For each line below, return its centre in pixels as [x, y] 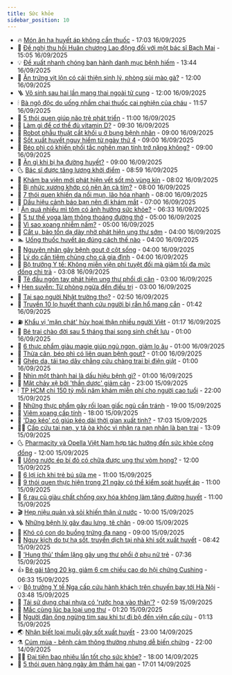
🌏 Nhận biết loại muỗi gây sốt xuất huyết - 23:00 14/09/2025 [105, 632]
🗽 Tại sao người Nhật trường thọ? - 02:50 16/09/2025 [93, 297]
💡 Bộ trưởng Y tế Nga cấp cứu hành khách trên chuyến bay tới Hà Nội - [118, 587]
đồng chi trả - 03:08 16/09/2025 [63, 272]
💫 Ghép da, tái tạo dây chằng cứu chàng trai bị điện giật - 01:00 [108, 360]
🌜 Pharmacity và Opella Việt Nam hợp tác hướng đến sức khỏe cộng [115, 442]
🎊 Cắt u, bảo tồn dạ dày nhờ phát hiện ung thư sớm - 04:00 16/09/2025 [119, 231]
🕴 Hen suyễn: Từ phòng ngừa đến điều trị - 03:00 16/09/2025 [104, 287]
